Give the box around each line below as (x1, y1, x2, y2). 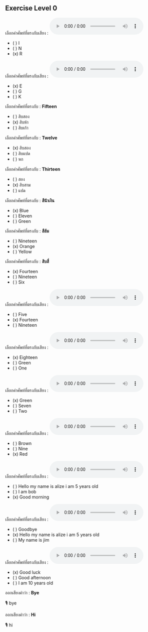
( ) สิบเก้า (12, 124, 28, 131)
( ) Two (12, 408, 27, 414)
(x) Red (12, 451, 28, 457)
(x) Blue (12, 207, 29, 213)
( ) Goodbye (12, 526, 37, 532)
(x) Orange (12, 243, 35, 249)
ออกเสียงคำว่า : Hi (5, 611, 36, 617)
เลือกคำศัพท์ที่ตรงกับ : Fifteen (5, 103, 57, 109)
